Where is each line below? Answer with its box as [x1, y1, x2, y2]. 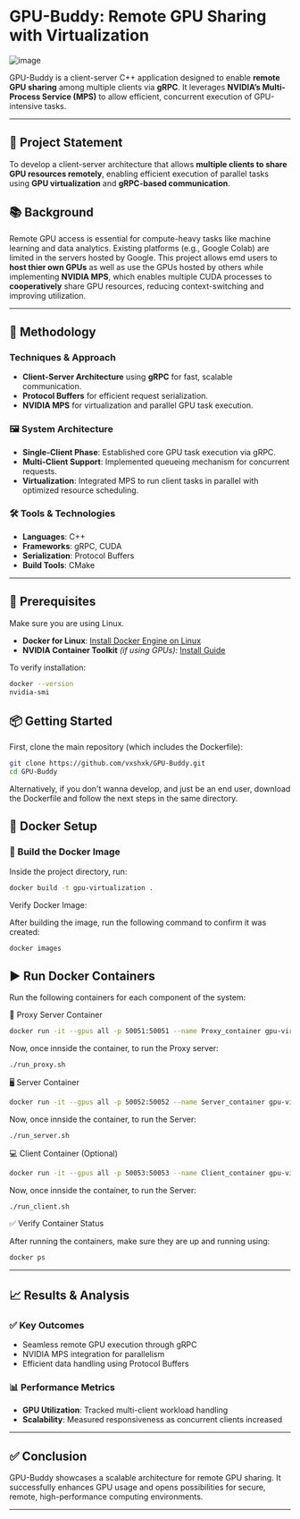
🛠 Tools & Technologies [9, 507, 116, 520]
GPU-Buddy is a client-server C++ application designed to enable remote [9, 72, 280, 82]
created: [9, 926, 40, 937]
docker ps [9, 1253, 46, 1262]
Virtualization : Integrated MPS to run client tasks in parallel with [21, 475, 259, 486]
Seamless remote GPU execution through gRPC [21, 1339, 197, 1350]
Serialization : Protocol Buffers [21, 550, 135, 561]
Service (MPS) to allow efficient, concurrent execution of [41, 91, 253, 102]
